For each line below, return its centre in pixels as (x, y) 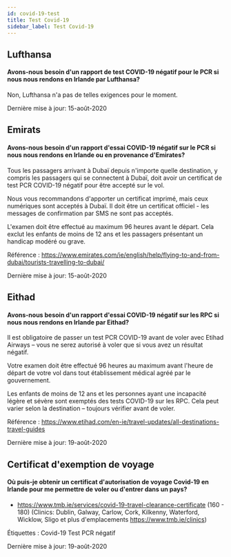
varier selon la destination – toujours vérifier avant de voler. (91, 408)
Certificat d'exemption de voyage (81, 464)
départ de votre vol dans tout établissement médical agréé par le (99, 373)
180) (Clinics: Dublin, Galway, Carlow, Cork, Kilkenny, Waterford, (108, 512)
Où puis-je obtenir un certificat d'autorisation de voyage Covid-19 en (108, 482)
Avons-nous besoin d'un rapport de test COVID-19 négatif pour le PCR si (113, 72)
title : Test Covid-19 (38, 20)
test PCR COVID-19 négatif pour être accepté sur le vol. (86, 185)
